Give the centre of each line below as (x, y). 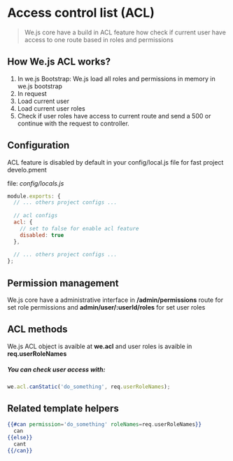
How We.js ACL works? (59, 62)
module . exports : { (34, 196)
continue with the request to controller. (73, 123)
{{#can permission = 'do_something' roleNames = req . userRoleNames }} (104, 425)
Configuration (38, 145)
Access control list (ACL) (81, 13)
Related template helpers (63, 409)
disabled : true (42, 235)
